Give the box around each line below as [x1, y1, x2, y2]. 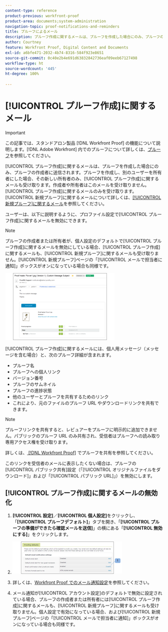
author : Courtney [5, 40, 41, 45]
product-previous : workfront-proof [5, 13, 79, 18]
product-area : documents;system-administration [5, 18, 106, 23]
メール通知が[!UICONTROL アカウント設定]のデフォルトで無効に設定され [12, 590, 162, 596]
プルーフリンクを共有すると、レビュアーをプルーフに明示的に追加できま [5, 426, 153, 432]
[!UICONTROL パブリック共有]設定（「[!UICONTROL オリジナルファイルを [5, 466, 156, 472]
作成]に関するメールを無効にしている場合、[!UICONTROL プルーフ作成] [13, 244, 160, 250]
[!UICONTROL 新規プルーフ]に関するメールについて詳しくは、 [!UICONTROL [5, 194, 161, 200]
